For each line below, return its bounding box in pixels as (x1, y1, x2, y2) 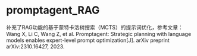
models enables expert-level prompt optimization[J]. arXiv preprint (6, 37, 170, 44)
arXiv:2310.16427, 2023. (6, 42, 65, 50)
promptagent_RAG (6, 4, 100, 17)
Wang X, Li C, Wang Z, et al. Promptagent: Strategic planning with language (6, 30, 192, 37)
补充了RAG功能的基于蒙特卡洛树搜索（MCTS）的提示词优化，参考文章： (6, 24, 183, 31)
